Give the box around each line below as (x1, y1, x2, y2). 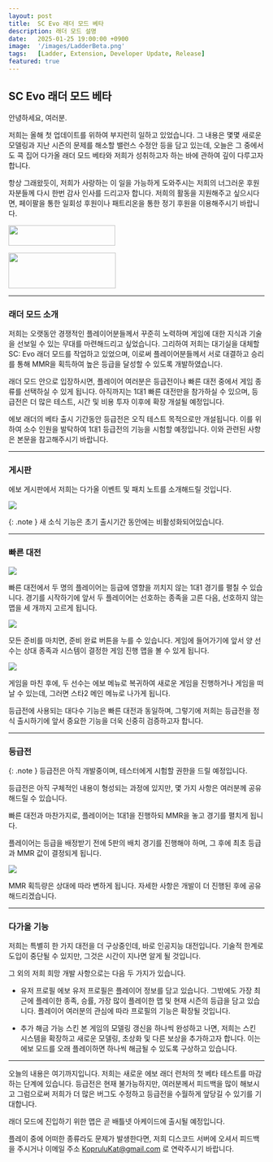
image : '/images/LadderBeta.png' (8, 42, 126, 50)
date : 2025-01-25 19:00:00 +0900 (8, 34, 129, 43)
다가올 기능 (8, 921, 50, 932)
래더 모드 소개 (8, 309, 59, 320)
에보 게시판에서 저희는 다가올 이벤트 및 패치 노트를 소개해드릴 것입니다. (8, 485, 232, 494)
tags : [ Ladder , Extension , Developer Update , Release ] (8, 50, 206, 58)
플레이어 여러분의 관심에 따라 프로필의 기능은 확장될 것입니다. (37, 1006, 231, 1016)
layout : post (8, 11, 53, 20)
